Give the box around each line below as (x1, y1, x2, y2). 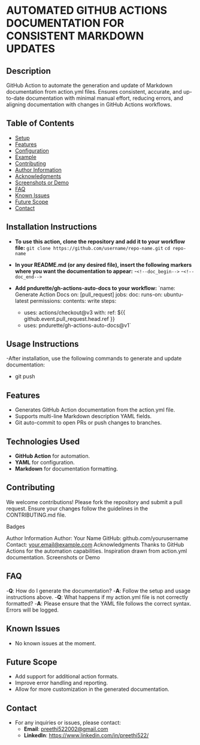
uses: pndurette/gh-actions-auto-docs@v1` (23, 321, 131, 329)
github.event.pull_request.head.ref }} (23, 315, 115, 322)
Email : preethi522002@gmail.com (23, 725, 109, 733)
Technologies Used (6, 436, 80, 446)
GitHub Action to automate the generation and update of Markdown (6, 82, 172, 89)
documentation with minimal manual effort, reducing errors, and (26, 94, 184, 102)
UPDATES (6, 42, 56, 56)
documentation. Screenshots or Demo (6, 553, 101, 561)
